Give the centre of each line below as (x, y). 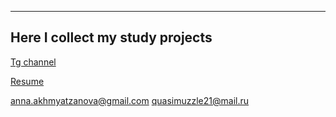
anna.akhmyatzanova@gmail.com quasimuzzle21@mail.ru (130, 100)
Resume (27, 81)
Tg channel (33, 62)
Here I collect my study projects (111, 37)
